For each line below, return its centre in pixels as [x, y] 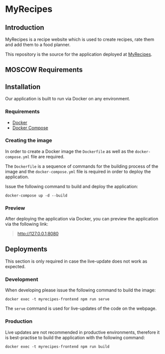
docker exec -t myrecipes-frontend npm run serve [57, 299]
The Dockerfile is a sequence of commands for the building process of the [82, 166]
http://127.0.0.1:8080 [38, 234]
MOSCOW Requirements [44, 70]
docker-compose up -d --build [36, 195]
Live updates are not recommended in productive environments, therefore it [82, 332]
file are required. [47, 156]
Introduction [25, 28]
